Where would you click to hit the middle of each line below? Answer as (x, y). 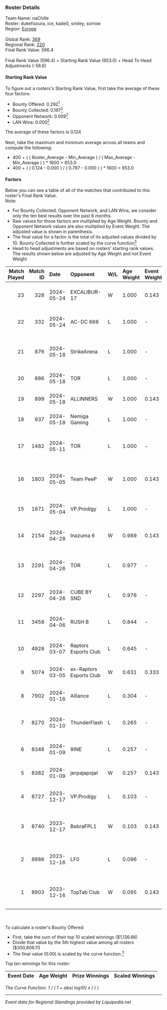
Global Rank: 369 (23, 39)
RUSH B (80, 622)
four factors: (18, 93)
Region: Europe (21, 29)
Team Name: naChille (27, 18)
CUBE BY (81, 592)
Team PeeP (83, 479)
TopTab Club (85, 892)
